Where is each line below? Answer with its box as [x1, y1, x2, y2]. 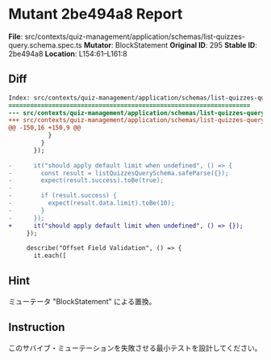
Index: [8, 94, 31, 102]
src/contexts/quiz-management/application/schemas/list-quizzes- [24, 32, 246, 41]
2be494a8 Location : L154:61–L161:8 [8, 49, 127, 58]
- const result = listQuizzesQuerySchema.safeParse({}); [8, 169, 229, 177]
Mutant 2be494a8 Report [8, 5, 183, 23]
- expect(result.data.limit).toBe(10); [8, 199, 175, 207]
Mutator [83, 40, 112, 49]
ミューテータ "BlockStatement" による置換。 [8, 296, 156, 306]
